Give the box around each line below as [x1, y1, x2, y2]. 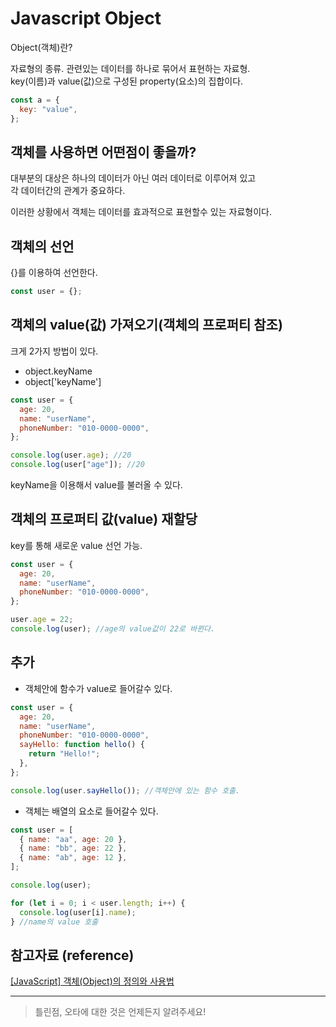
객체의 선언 [10, 238, 75, 255]
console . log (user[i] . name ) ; [19, 907, 137, 917]
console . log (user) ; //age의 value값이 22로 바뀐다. [10, 624, 216, 634]
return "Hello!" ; [28, 749, 101, 759]
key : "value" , [19, 104, 78, 114]
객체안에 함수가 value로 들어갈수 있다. [24, 682, 173, 694]
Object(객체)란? [10, 41, 73, 53]
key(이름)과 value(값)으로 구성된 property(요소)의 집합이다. [10, 75, 244, 87]
